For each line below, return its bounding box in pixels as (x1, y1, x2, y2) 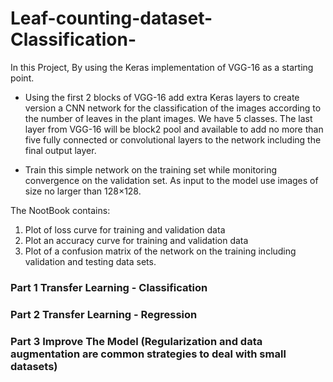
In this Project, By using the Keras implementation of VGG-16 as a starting (10, 61, 314, 73)
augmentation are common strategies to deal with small (10, 347, 287, 361)
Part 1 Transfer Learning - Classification (10, 280, 208, 294)
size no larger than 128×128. (24, 185, 142, 197)
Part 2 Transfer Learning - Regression (10, 307, 198, 321)
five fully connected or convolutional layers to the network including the (24, 133, 322, 146)
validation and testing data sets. (24, 255, 157, 267)
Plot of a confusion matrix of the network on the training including (24, 245, 297, 257)
